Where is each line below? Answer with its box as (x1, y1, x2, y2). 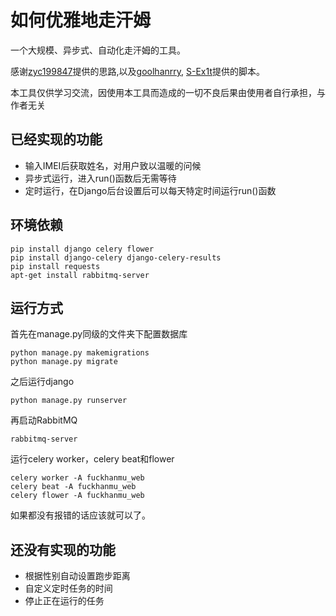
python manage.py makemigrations (10, 348, 150, 358)
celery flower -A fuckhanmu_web (10, 491, 145, 501)
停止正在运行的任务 (24, 595, 105, 607)
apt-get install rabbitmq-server (10, 270, 150, 280)
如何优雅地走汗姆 (10, 9, 152, 32)
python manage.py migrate (10, 357, 118, 367)
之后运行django (10, 376, 75, 388)
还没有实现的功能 (10, 541, 116, 558)
